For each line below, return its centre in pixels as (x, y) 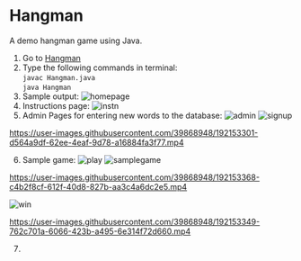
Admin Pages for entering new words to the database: (122, 115)
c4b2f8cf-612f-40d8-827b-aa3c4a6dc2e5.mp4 (98, 186)
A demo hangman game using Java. (76, 40)
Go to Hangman (51, 58)
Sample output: (50, 96)
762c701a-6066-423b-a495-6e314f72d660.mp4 (100, 231)
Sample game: (49, 159)
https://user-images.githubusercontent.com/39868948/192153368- (135, 177)
